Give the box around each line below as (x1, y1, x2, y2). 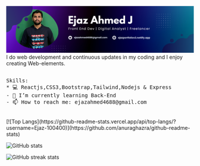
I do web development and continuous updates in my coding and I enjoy (6, 53, 183, 60)
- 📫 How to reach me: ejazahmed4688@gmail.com (6, 99, 147, 106)
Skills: (6, 77, 29, 84)
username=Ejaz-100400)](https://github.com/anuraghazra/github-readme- (6, 124, 190, 131)
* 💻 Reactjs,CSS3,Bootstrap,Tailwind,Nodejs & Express (6, 84, 172, 91)
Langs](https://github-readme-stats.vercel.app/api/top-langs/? (22, 118, 177, 125)
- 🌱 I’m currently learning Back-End (6, 92, 117, 98)
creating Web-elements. (6, 60, 65, 67)
